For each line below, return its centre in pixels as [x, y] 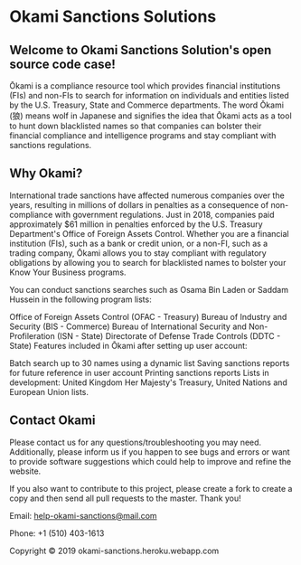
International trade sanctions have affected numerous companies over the [147, 195]
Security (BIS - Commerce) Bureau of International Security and [128, 326]
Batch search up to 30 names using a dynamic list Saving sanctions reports [150, 363]
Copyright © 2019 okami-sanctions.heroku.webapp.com [114, 551]
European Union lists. [49, 391]
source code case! [62, 64]
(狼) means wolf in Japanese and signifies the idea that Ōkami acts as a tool [150, 116]
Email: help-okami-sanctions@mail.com [83, 515]
